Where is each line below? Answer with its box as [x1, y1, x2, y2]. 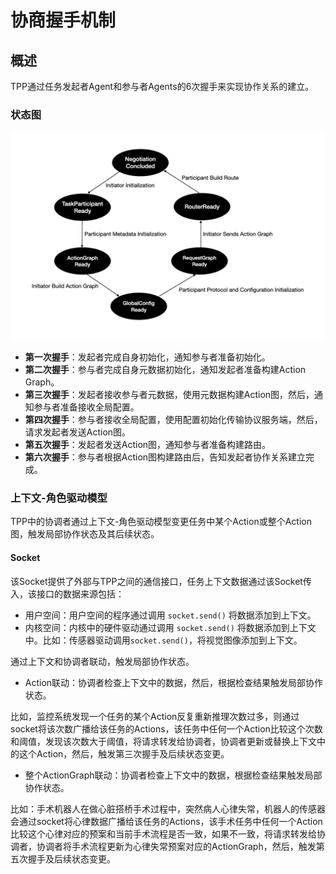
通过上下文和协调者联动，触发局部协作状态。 [10, 655, 195, 667]
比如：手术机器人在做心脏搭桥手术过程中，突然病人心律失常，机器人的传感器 [10, 802, 326, 815]
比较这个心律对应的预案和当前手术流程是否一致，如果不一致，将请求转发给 [10, 827, 317, 840]
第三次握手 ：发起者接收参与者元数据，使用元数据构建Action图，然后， [24, 389, 315, 401]
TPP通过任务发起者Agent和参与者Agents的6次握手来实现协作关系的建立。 [10, 81, 315, 92]
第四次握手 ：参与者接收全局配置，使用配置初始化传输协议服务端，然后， [24, 414, 323, 426]
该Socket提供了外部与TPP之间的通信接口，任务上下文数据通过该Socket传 [10, 575, 312, 587]
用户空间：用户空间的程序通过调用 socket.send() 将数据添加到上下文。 [24, 609, 317, 621]
